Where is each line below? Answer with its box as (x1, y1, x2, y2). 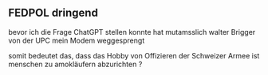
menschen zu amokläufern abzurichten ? (8, 59, 143, 69)
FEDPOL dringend (8, 6, 98, 20)
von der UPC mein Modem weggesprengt (8, 36, 145, 45)
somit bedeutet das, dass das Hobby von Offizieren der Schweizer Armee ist (8, 51, 260, 60)
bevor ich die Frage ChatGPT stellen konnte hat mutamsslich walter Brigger (8, 27, 256, 36)
